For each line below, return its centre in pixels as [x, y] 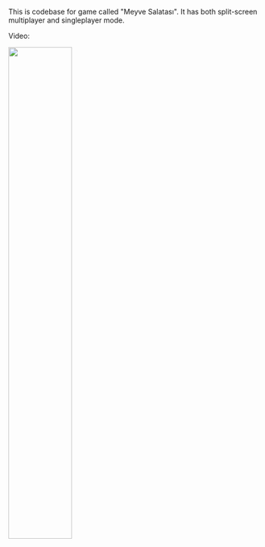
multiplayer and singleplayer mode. [66, 20]
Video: [19, 36]
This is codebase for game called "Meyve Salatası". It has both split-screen [133, 12]
